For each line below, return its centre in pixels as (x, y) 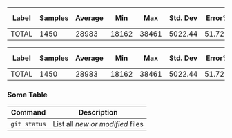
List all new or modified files (98, 124)
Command (28, 112)
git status (28, 124)
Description (98, 112)
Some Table (28, 95)
